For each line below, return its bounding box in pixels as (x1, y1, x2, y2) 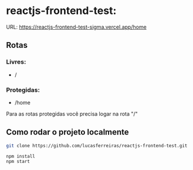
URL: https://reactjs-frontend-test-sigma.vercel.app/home (6, 23, 147, 30)
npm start (6, 159, 31, 165)
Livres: (6, 58, 26, 66)
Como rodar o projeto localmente (6, 127, 129, 137)
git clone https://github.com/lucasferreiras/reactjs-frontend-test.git (6, 143, 188, 148)
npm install (6, 153, 35, 159)
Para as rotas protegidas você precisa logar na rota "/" (6, 110, 138, 117)
